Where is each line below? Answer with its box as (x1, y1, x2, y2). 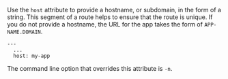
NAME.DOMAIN (7, 29, 41, 35)
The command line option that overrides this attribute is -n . (7, 65, 173, 72)
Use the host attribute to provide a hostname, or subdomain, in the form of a (7, 6, 222, 14)
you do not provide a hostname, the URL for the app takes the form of (7, 20, 203, 28)
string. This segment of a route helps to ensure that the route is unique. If (7, 13, 213, 21)
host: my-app (13, 52, 51, 59)
